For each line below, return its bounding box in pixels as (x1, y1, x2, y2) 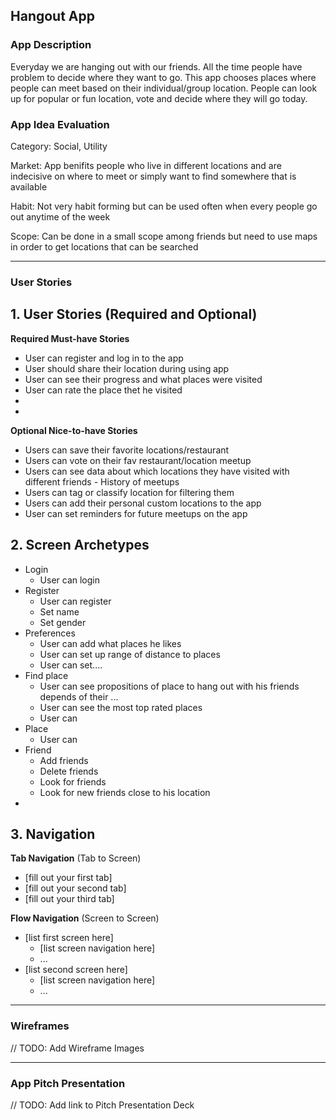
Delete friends (39, 765, 99, 777)
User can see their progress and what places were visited (24, 373, 263, 385)
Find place (24, 669, 69, 681)
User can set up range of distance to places (39, 648, 221, 660)
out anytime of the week (10, 210, 111, 223)
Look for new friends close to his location (39, 786, 211, 798)
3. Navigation (10, 825, 96, 843)
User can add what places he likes (39, 637, 182, 649)
